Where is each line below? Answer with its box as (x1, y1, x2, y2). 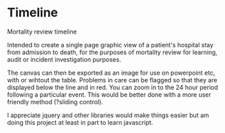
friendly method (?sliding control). (7, 97, 103, 106)
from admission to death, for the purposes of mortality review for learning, (7, 48, 218, 56)
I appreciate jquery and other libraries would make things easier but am (7, 111, 210, 119)
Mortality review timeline (7, 27, 77, 36)
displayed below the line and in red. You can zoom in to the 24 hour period (7, 83, 219, 91)
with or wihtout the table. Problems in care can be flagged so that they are (7, 75, 218, 84)
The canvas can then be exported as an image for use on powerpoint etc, (7, 69, 215, 77)
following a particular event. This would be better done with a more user (7, 90, 212, 99)
